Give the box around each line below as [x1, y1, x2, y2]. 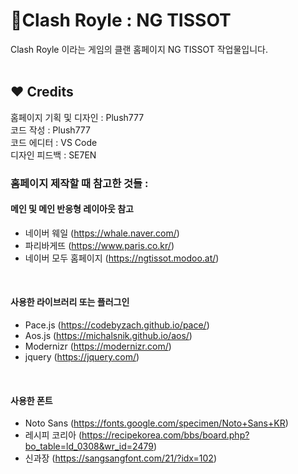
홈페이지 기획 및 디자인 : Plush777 [10, 111, 145, 123]
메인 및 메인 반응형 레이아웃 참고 [10, 203, 134, 215]
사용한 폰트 [10, 394, 53, 406]
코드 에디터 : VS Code [10, 136, 98, 148]
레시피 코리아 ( [24, 429, 83, 441]
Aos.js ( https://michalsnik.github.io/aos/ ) [24, 330, 193, 342]
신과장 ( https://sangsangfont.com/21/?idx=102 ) [24, 452, 217, 464]
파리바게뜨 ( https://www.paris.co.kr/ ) [24, 239, 175, 251]
